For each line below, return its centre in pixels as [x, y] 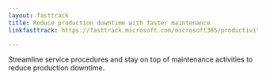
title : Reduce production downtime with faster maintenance [110, 23]
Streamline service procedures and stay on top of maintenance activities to [131, 59]
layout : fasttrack [38, 15]
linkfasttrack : [33, 30]
